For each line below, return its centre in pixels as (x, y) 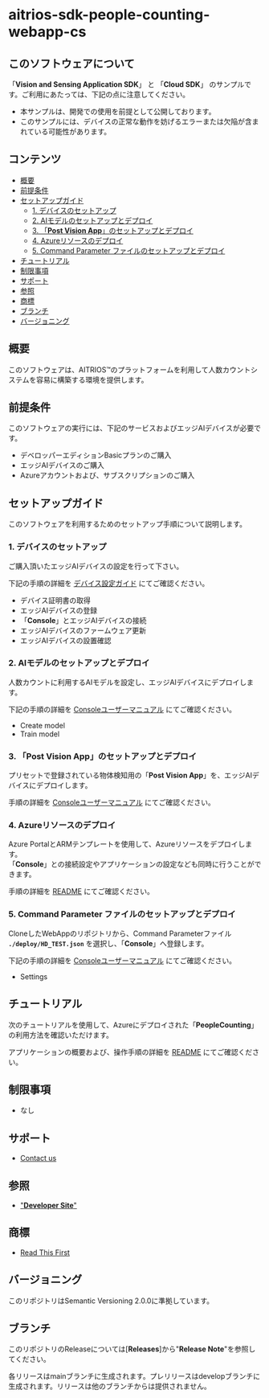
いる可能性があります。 (72, 131)
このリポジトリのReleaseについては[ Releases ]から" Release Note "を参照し (132, 1349)
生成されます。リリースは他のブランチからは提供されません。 (110, 1386)
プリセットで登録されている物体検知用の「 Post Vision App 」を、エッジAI (130, 775)
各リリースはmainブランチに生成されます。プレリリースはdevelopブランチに (134, 1376)
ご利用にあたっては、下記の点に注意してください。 (106, 94)
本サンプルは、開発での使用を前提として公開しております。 (118, 111)
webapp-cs (47, 32)
